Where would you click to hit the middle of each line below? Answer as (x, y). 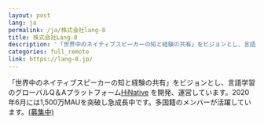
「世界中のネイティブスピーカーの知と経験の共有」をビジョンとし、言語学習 (132, 82)
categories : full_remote (49, 52)
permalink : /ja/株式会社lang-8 (57, 30)
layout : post (29, 15)
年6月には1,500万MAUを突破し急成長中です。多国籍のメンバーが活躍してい (130, 102)
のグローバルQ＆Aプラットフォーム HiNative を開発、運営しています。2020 (129, 92)
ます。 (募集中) (31, 111)
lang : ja (22, 23)
